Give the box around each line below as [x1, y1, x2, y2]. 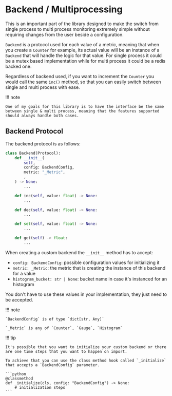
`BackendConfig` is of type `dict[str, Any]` [5, 316, 104, 322]
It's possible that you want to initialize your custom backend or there [5, 344, 167, 350]
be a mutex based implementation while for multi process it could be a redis [5, 58, 166, 64]
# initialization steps [14, 385, 66, 390]
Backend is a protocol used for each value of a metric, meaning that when [5, 41, 160, 47]
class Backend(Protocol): [5, 150, 61, 156]
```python [5, 371, 27, 376]
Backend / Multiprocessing [5, 4, 123, 15]
